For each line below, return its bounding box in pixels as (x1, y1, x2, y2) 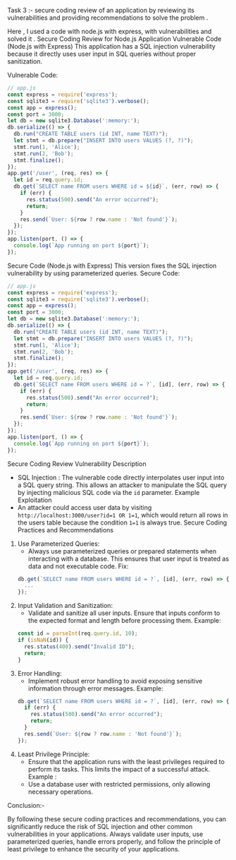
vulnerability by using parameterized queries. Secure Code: (7, 268, 180, 277)
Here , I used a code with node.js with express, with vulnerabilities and (7, 28, 212, 35)
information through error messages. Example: (27, 684, 163, 693)
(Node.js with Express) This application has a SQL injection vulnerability (7, 42, 216, 50)
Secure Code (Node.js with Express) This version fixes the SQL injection (7, 261, 217, 270)
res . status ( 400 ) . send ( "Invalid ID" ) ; (24, 643, 135, 650)
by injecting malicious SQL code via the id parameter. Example (17, 488, 200, 496)
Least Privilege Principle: (17, 750, 90, 758)
